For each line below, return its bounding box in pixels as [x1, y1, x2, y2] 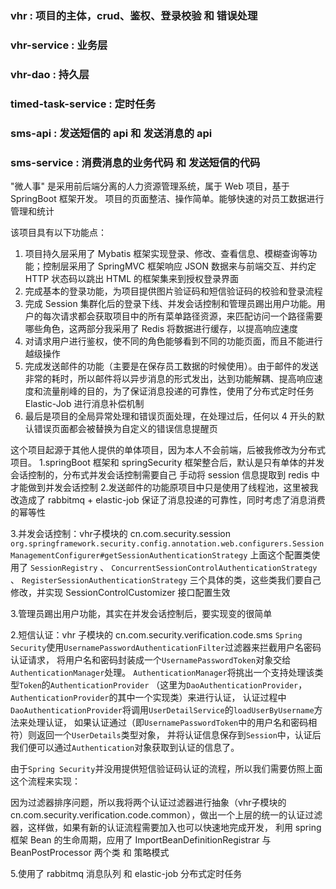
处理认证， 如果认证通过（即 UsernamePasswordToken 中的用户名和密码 [27, 716, 309, 728]
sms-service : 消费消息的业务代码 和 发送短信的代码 [10, 155, 261, 169]
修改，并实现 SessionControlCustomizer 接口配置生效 [10, 586, 231, 598]
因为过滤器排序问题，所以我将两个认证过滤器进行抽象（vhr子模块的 [10, 796, 287, 808]
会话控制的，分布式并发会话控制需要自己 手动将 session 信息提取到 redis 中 [10, 468, 320, 481]
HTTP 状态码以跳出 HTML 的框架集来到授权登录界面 [24, 272, 240, 284]
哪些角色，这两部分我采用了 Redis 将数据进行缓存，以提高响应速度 [24, 322, 298, 334]
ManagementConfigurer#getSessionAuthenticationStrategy [10, 550, 248, 561]
